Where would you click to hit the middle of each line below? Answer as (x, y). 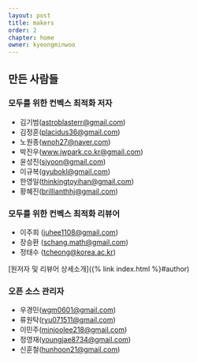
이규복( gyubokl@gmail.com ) (65, 172)
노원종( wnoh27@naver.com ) (65, 141)
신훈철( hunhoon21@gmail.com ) (70, 349)
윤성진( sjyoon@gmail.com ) (63, 161)
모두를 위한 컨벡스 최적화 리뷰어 (64, 213)
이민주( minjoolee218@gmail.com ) (73, 330)
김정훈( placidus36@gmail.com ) (70, 132)
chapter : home (32, 38)
